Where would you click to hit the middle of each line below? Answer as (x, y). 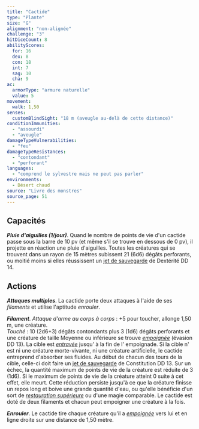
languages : (20, 168)
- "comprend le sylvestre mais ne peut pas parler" (78, 174)
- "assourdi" (28, 129)
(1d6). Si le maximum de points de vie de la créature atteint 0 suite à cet (95, 376)
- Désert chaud (31, 185)
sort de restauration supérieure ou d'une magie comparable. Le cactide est (99, 395)
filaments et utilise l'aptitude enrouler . (54, 307)
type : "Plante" (26, 17)
